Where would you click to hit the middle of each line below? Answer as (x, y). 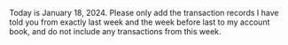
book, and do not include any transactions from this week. (115, 31)
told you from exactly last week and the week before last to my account (140, 22)
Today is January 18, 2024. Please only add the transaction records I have (144, 13)
